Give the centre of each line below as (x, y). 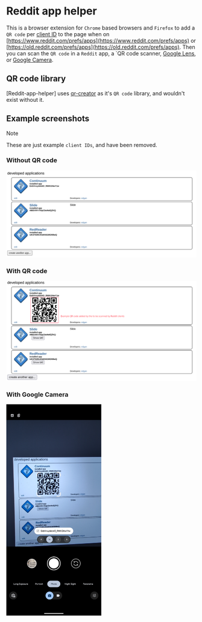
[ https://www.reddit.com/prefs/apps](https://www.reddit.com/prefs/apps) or (101, 40)
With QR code (27, 271)
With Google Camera (37, 394)
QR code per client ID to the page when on (58, 34)
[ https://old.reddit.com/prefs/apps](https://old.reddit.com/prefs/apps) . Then (101, 47)
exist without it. (25, 99)
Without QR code (32, 160)
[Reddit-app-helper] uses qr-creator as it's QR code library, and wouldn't (96, 93)
